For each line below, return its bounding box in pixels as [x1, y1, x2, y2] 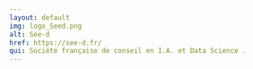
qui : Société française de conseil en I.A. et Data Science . [9, 47, 247, 56]
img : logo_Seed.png [9, 22, 83, 30]
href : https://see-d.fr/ [9, 38, 102, 47]
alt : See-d [9, 30, 50, 39]
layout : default [9, 13, 70, 22]
